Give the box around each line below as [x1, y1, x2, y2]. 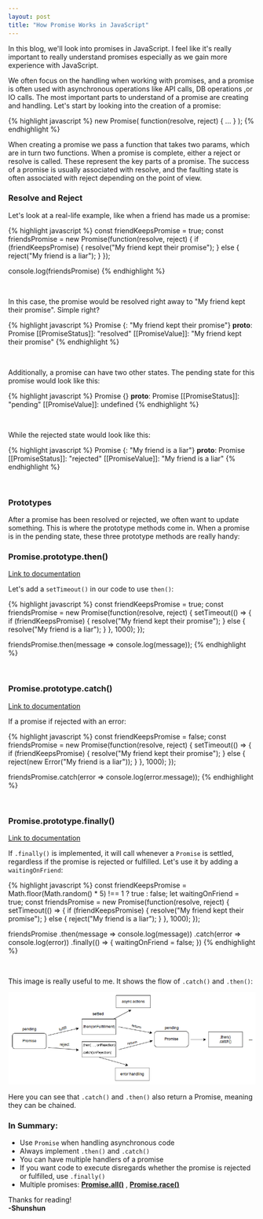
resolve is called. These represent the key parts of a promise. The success [8, 156, 250, 165]
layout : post [8, 13, 51, 20]
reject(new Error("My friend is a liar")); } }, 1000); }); [8, 757, 177, 766]
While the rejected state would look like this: [8, 430, 151, 439]
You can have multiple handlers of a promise [19, 1154, 164, 1165]
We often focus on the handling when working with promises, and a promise [8, 76, 254, 85]
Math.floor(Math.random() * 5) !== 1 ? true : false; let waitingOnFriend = [8, 888, 239, 898]
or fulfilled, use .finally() [19, 1172, 106, 1181]
